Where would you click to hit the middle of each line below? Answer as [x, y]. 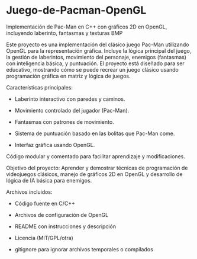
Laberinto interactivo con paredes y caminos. [70, 99]
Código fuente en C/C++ [45, 203]
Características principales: [39, 87]
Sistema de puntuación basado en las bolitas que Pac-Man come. [95, 133]
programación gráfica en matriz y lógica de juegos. [69, 76]
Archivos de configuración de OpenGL [62, 215]
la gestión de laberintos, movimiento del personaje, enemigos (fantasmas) [96, 57]
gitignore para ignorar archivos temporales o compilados [84, 249]
